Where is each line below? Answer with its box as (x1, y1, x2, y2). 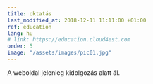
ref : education (7, 23, 52, 30)
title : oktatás (7, 10, 52, 17)
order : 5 (7, 43, 33, 50)
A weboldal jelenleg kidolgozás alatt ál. (7, 68, 121, 77)
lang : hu (7, 29, 33, 37)
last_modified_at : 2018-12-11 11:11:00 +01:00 (7, 17, 147, 24)
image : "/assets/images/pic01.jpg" (7, 50, 112, 57)
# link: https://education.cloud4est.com (7, 36, 131, 43)
